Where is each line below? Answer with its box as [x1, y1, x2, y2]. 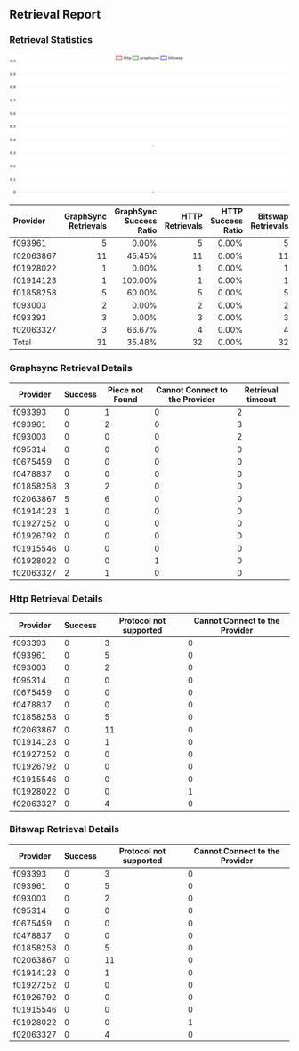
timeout [246, 393, 277, 404]
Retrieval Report [9, 7, 101, 22]
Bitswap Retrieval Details [9, 823, 120, 836]
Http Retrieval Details [9, 592, 103, 604]
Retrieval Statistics [9, 34, 93, 46]
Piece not [107, 384, 144, 395]
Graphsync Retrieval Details [9, 361, 133, 374]
